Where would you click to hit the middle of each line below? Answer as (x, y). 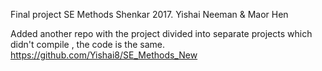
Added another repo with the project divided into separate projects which (161, 33)
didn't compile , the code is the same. (88, 44)
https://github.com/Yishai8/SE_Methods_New (104, 55)
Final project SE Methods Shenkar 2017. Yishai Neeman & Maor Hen (149, 14)
